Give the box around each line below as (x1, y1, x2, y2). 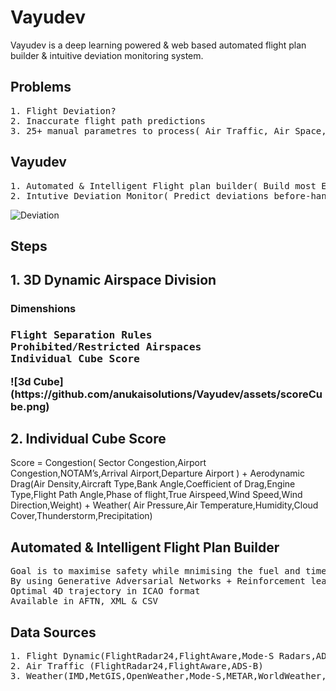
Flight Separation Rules (10, 329, 153, 342)
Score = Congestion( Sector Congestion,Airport (10, 457, 207, 469)
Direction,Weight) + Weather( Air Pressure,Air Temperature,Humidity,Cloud (10, 499, 319, 511)
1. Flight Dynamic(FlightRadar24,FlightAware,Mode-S (10, 651, 275, 661)
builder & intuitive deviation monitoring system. (10, 49, 204, 61)
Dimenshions (10, 302, 77, 316)
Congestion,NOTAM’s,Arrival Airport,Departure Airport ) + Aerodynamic (10, 467, 306, 480)
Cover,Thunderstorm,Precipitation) (10, 510, 153, 522)
